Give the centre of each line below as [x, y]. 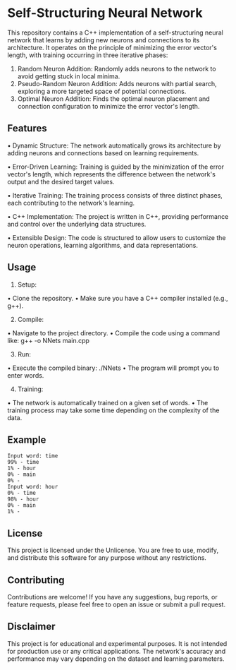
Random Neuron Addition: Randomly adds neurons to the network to [117, 68]
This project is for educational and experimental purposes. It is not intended [117, 643]
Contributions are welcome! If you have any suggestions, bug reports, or [112, 597]
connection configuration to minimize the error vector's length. [108, 106]
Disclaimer [31, 627]
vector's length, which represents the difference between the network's [112, 174]
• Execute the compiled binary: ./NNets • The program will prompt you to [113, 368]
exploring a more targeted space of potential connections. [102, 91]
